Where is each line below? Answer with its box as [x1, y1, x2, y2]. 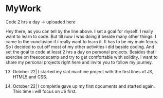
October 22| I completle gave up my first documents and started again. [12, 83, 155, 89]
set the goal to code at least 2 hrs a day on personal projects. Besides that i [5, 49, 157, 55]
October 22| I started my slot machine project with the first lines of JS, [12, 68, 154, 74]
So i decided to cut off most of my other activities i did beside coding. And [5, 44, 155, 49]
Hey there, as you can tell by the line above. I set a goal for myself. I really [5, 28, 153, 34]
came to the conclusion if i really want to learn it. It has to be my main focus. [5, 38, 159, 44]
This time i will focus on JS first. [12, 88, 77, 94]
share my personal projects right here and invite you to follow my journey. [5, 59, 153, 65]
